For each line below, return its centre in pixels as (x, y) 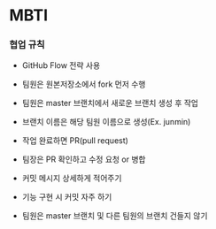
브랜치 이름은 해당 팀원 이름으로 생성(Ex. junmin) (106, 122)
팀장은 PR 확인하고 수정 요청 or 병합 (84, 159)
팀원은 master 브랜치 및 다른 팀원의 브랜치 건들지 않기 (115, 216)
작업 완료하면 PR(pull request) (75, 141)
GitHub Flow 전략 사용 (61, 65)
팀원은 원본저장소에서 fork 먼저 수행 (84, 84)
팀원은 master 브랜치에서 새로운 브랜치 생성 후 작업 (110, 103)
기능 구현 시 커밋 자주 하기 (67, 197)
